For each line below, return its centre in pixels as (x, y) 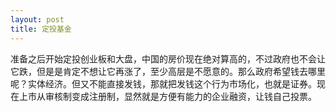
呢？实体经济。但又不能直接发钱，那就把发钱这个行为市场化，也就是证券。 (163, 83)
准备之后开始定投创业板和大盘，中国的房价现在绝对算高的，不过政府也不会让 (168, 58)
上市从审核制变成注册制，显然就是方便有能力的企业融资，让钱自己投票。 (167, 96)
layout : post (37, 19)
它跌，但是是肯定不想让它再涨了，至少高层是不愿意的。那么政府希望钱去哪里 (168, 71)
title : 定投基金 (41, 29)
